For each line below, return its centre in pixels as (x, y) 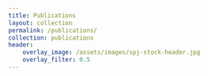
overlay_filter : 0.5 (56, 60)
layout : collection (40, 23)
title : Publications (42, 15)
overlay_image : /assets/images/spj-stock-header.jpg (112, 52)
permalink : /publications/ (53, 30)
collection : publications (51, 38)
